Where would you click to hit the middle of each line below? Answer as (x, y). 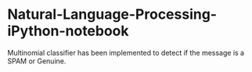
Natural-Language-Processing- (112, 14)
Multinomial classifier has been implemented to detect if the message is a (126, 52)
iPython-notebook (68, 31)
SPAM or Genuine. (37, 61)
